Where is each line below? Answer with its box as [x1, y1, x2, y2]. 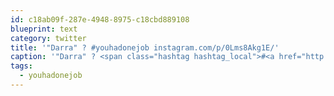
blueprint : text [10, 24, 78, 34]
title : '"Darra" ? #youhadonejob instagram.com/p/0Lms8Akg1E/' [10, 42, 280, 53]
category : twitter [10, 33, 87, 43]
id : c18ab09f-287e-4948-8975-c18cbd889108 [10, 14, 190, 25]
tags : [10, 61, 33, 71]
